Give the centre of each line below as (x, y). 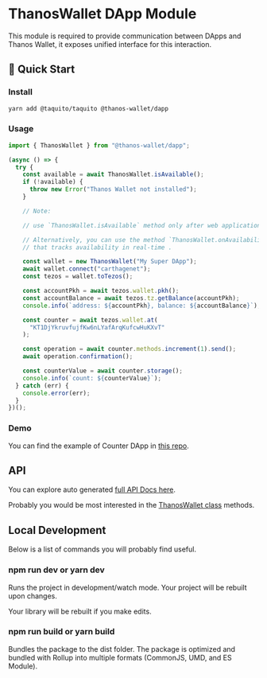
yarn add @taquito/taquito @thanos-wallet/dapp (89, 108)
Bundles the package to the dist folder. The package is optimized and (122, 649)
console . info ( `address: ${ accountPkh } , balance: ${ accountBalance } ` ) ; (142, 306)
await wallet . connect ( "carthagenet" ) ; (87, 269)
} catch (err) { (42, 386)
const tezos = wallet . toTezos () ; (78, 277)
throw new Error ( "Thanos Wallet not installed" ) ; (113, 189)
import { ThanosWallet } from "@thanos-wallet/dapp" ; (99, 145)
